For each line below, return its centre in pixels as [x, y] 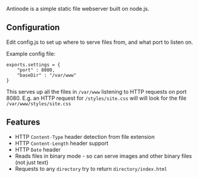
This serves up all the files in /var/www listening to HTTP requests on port [97, 91]
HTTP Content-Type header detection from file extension [85, 137]
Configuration [33, 27]
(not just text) [32, 162]
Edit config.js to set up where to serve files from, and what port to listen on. [100, 42]
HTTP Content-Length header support [61, 143]
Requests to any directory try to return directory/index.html [91, 168]
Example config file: [31, 54]
